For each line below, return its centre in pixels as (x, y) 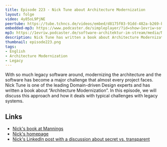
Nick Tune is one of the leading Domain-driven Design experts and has (78, 85)
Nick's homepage (30, 134)
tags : (11, 47)
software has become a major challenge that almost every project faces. (79, 80)
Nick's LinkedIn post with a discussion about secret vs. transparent (81, 139)
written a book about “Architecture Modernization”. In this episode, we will (81, 90)
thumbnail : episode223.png (33, 42)
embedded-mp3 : (20, 28)
